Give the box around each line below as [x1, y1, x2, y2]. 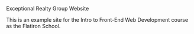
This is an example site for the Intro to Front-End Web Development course [6, 16, 188, 23]
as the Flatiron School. [6, 23, 61, 29]
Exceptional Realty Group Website [6, 5, 89, 12]
